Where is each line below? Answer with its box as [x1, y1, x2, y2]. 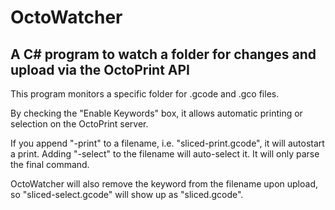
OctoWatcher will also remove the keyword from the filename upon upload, [10, 178, 319, 190]
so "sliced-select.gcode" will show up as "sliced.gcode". [10, 189, 244, 200]
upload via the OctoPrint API [10, 61, 190, 78]
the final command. [10, 159, 90, 170]
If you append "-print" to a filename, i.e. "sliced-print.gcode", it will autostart [10, 137, 325, 149]
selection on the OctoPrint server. [10, 118, 149, 130]
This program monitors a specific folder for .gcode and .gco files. [10, 88, 280, 100]
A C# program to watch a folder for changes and [10, 46, 317, 63]
